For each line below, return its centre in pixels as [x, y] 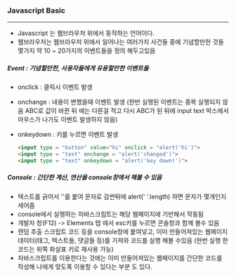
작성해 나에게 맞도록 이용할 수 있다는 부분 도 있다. [85, 266]
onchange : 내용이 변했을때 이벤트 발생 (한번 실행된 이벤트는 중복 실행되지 [119, 102]
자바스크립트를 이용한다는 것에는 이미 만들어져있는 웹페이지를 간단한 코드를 [120, 257]
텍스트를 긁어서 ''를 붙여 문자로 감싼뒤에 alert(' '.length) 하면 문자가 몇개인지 [122, 196]
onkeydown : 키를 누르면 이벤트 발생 [68, 135]
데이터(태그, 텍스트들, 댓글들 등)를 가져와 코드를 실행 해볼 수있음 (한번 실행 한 [123, 240]
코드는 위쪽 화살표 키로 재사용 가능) [65, 249]
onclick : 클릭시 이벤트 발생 [55, 87]
